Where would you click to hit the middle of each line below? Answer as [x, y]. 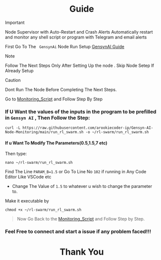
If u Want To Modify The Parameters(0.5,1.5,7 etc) [56, 143]
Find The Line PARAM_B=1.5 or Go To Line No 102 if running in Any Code [76, 172]
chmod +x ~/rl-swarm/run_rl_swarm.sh [43, 210]
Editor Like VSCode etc [28, 177]
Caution [13, 80]
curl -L [13, 128]
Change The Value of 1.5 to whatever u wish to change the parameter [82, 186]
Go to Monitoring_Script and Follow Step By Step [54, 99]
